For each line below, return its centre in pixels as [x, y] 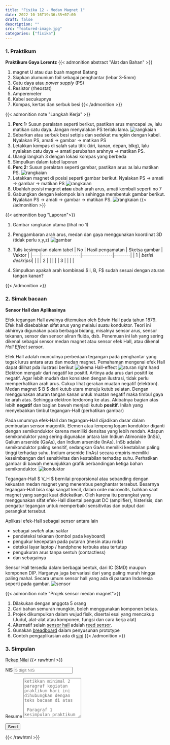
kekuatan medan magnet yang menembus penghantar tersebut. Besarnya [82, 484]
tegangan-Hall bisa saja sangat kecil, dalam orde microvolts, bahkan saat [82, 489]
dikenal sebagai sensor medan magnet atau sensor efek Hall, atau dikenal [82, 341]
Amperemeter [27, 94]
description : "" [22, 24]
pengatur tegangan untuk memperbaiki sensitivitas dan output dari [75, 505]
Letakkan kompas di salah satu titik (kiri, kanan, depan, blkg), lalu [81, 146]
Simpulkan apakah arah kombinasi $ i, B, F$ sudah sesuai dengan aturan [89, 270]
